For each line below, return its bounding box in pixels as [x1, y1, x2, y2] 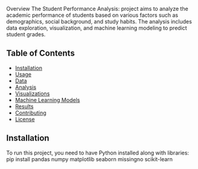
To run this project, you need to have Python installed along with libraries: [6, 149, 189, 156]
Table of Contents [6, 48, 75, 59]
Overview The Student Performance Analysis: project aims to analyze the [6, 5, 188, 12]
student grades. [6, 31, 46, 38]
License [14, 115, 35, 123]
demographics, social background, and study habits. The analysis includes [6, 18, 192, 25]
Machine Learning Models [14, 96, 80, 103]
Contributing [14, 109, 46, 116]
